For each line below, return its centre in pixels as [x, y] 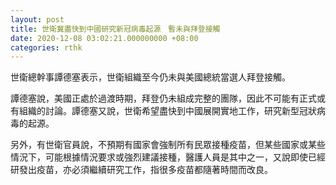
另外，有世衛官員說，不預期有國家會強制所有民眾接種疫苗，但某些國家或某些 [168, 145]
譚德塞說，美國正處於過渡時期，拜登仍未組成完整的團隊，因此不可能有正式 [163, 98]
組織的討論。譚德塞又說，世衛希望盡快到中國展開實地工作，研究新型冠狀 [167, 111]
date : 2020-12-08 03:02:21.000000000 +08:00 [104, 38]
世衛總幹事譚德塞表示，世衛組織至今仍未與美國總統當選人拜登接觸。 [150, 77]
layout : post [37, 19]
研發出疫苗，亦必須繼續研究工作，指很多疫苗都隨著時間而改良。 [141, 170]
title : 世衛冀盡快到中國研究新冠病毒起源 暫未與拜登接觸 [115, 29]
